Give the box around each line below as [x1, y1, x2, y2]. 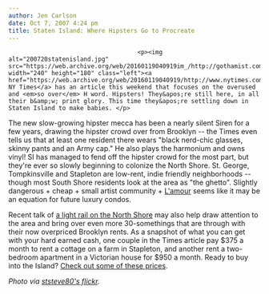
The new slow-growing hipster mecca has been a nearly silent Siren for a [8, 118, 250, 128]
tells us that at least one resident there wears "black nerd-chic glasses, [8, 135, 243, 145]
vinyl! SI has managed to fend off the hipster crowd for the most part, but [8, 153, 250, 162]
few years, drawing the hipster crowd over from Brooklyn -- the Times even [8, 127, 258, 137]
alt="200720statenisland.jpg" [8, 55, 110, 64]
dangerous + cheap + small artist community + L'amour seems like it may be [8, 186, 260, 196]
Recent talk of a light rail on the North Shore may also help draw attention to [8, 210, 259, 220]
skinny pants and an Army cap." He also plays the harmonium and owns [8, 144, 246, 153]
